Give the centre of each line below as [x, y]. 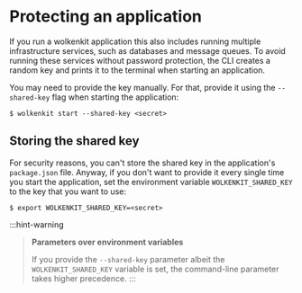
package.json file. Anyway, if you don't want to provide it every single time [147, 172]
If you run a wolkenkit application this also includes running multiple [135, 41]
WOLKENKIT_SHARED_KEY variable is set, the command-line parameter [155, 269]
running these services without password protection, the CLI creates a [140, 60]
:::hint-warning [37, 224]
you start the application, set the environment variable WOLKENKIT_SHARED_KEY [151, 182]
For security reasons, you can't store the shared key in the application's [142, 163]
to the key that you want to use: [68, 191]
